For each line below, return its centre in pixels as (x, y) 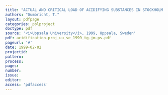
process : (14, 61)
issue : (12, 75)
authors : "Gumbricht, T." (32, 15)
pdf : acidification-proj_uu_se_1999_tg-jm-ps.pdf (58, 38)
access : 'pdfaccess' (27, 84)
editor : (13, 80)
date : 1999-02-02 (23, 47)
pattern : (14, 57)
